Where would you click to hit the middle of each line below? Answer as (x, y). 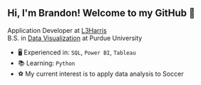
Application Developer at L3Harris (57, 30)
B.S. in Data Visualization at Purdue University (75, 38)
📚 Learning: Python (46, 63)
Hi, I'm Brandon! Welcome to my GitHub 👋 (102, 13)
